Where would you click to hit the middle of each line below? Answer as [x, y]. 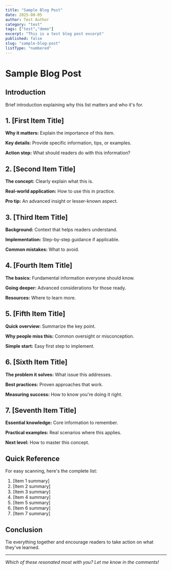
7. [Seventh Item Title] [41, 410]
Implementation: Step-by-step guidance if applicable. [62, 240]
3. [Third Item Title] [37, 217]
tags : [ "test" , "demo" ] [29, 29]
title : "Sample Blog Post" [34, 10]
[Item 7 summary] [31, 514]
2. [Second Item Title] [40, 169]
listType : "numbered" [28, 48]
